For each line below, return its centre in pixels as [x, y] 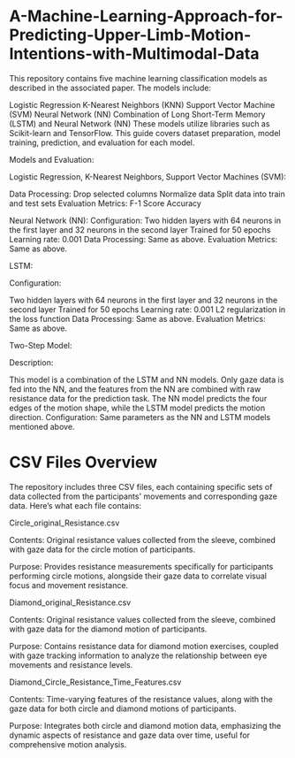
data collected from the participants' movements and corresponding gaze [144, 496]
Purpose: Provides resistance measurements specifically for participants [141, 566]
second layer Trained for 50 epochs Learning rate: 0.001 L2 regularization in [147, 309]
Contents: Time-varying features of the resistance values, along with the [141, 699]
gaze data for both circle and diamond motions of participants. [123, 708]
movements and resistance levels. [71, 664]
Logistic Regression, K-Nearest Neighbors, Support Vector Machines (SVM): [148, 176]
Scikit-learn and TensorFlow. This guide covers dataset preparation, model [145, 133]
